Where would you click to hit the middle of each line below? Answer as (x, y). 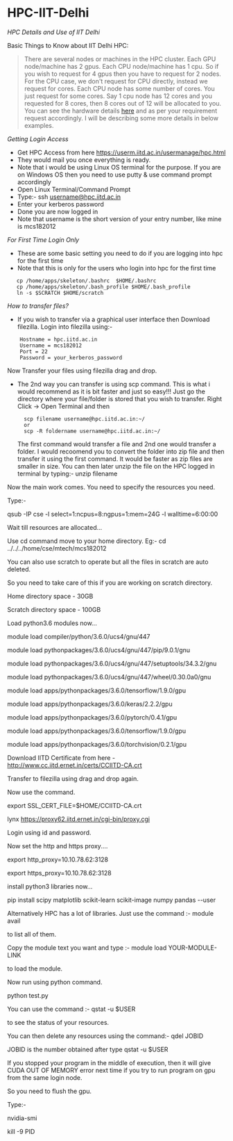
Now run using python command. (55, 982)
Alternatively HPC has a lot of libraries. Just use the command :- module (110, 913)
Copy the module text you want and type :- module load (87, 948)
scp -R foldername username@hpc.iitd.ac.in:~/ (92, 431)
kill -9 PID (21, 1131)
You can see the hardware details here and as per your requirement (120, 111)
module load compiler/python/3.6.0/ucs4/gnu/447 (79, 636)
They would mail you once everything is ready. (84, 160)
